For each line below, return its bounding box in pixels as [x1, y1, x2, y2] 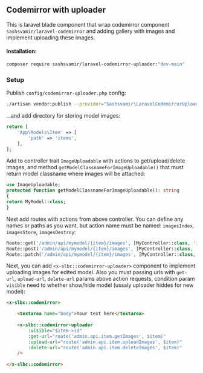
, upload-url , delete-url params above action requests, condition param [14, 275, 195, 283]
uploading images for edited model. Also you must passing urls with [6, 269, 175, 276]
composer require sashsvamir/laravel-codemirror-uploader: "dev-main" [6, 61, 185, 67]
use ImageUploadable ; [6, 182, 61, 188]
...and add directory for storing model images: [6, 112, 121, 119]
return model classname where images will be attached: [6, 170, 146, 178]
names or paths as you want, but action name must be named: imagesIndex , [6, 221, 195, 229]
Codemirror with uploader [6, 5, 106, 15]
